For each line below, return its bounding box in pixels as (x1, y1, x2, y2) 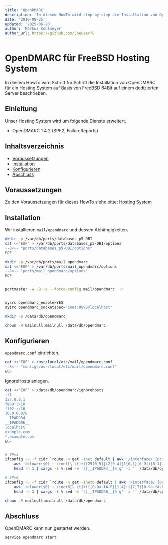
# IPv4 (5, 452, 19, 457)
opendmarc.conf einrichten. (5, 350, 60, 356)
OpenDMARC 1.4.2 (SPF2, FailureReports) (12, 127, 99, 133)
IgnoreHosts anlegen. (5, 378, 49, 384)
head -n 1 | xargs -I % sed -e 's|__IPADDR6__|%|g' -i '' (14, 489, 137, 494)
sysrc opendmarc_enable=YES (5, 300, 64, 305)
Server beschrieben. (5, 90, 47, 96)
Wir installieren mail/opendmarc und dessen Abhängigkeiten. (5, 227, 128, 233)
